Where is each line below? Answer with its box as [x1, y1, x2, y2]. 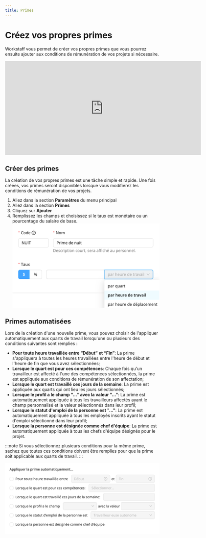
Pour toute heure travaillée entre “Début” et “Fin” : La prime [12, 350, 135, 356]
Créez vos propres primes [5, 29, 113, 41]
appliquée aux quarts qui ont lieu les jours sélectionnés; [12, 387, 125, 392]
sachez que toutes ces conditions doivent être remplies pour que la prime [5, 448, 154, 454]
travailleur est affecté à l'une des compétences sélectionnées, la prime [12, 371, 155, 377]
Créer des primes [5, 164, 59, 172]
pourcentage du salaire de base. [12, 218, 78, 224]
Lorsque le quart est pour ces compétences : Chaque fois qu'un [12, 366, 143, 372]
